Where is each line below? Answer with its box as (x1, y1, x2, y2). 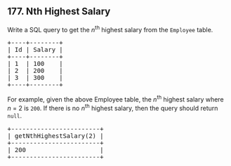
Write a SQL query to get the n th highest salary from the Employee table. (7, 24, 213, 34)
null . (7, 111, 22, 120)
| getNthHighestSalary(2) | (7, 132, 104, 139)
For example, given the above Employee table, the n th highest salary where (7, 94, 224, 104)
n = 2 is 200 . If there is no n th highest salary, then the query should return (7, 103, 218, 112)
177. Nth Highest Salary (7, 6, 111, 18)
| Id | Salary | (7, 46, 63, 54)
